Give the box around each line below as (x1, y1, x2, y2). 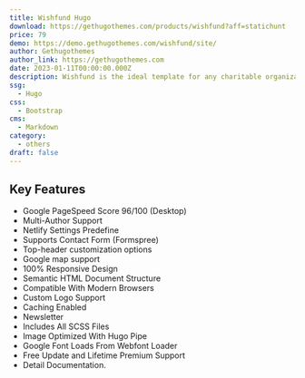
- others (17, 140, 51, 149)
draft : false (9, 148, 59, 157)
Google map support (22, 254, 101, 265)
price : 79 (9, 30, 47, 39)
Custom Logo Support (22, 292, 106, 304)
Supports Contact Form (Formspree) (22, 235, 159, 246)
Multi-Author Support (22, 215, 103, 227)
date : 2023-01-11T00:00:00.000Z (9, 64, 132, 73)
